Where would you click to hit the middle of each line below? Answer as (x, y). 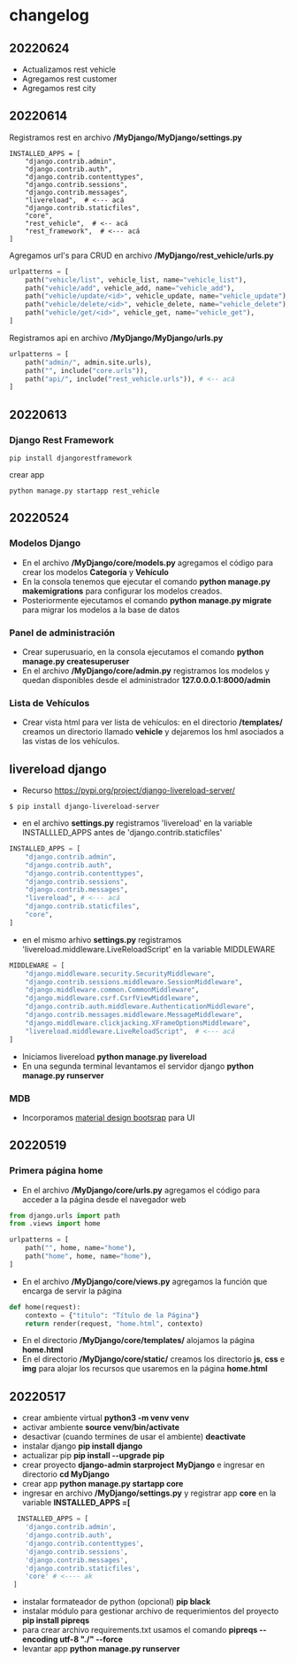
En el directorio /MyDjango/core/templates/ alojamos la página (138, 1341)
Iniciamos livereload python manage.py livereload (114, 1056)
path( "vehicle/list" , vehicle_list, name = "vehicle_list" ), (136, 280)
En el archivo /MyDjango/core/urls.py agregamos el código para (141, 1190)
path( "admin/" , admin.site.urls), (88, 362)
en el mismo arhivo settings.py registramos (102, 939)
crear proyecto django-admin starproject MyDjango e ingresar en (143, 1465)
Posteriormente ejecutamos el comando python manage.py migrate (147, 600)
